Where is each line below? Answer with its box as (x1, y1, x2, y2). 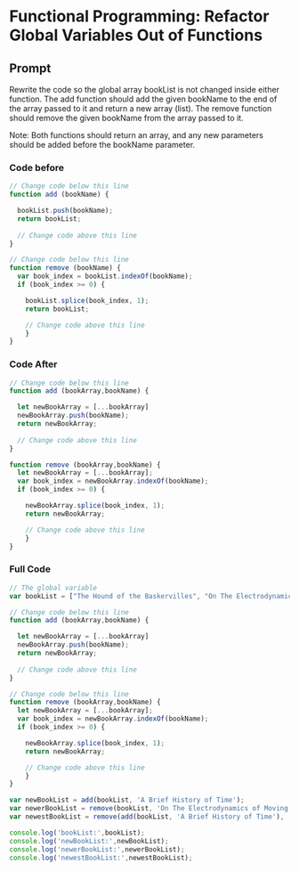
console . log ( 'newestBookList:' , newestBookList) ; (9, 853, 193, 862)
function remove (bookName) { (9, 264, 122, 273)
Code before (9, 161, 65, 174)
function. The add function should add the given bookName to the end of (9, 94, 278, 104)
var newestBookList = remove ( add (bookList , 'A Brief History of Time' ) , (9, 812, 285, 821)
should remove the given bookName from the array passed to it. (9, 113, 244, 123)
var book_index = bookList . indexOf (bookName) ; (17, 272, 193, 281)
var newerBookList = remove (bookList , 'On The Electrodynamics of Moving (9, 804, 289, 813)
